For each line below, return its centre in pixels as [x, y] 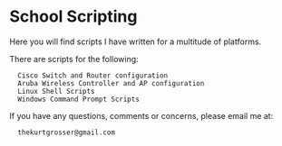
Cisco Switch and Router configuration [93, 75]
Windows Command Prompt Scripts [79, 99]
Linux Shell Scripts [56, 91]
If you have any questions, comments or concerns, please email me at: [141, 115]
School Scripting [73, 17]
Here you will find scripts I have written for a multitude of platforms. [136, 41]
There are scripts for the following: [74, 59]
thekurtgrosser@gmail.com [67, 132]
